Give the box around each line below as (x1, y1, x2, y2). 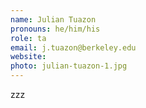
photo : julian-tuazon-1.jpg (10, 61, 128, 71)
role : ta (10, 33, 47, 43)
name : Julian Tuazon (10, 14, 97, 25)
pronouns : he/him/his (10, 24, 101, 34)
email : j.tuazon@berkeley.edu (10, 42, 137, 53)
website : (10, 52, 47, 62)
